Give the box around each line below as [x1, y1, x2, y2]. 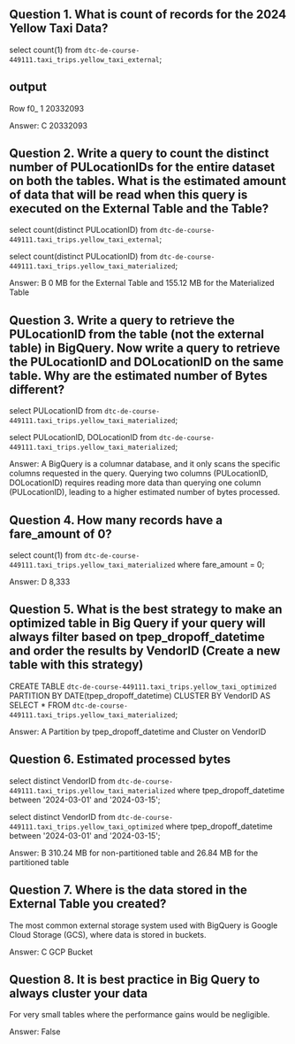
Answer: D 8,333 [9, 576, 71, 587]
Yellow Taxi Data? [9, 21, 109, 36]
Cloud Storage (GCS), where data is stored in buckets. [9, 929, 207, 940]
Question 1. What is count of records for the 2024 [9, 7, 287, 22]
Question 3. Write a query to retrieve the [9, 313, 236, 328]
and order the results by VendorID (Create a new [9, 644, 281, 659]
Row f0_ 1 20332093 [9, 103, 85, 113]
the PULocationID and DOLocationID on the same [9, 354, 284, 369]
